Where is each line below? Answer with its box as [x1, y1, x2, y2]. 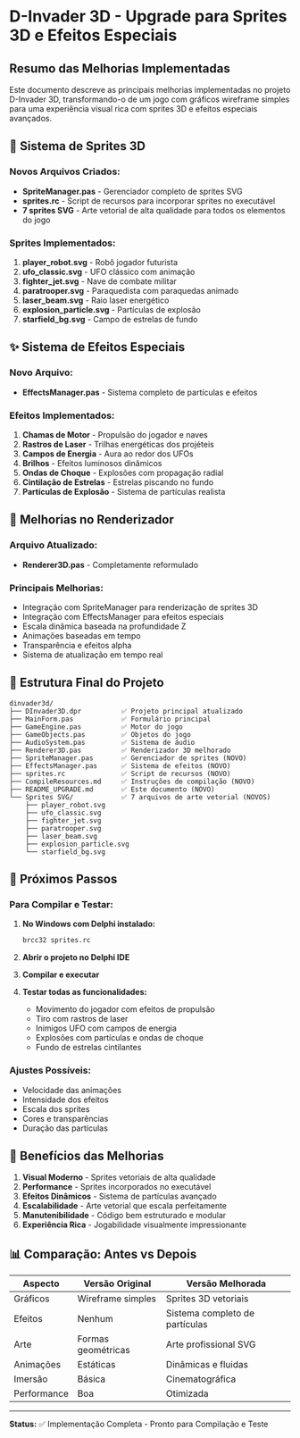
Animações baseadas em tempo [21, 630, 141, 640]
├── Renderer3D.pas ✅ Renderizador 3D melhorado [9, 746, 231, 755]
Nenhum [77, 1313, 113, 1325]
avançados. [9, 113, 52, 123]
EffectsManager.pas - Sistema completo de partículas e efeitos [21, 387, 258, 397]
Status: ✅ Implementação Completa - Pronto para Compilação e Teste [9, 1418, 269, 1430]
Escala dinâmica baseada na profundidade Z [21, 621, 187, 631]
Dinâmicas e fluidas [165, 1359, 248, 1371]
